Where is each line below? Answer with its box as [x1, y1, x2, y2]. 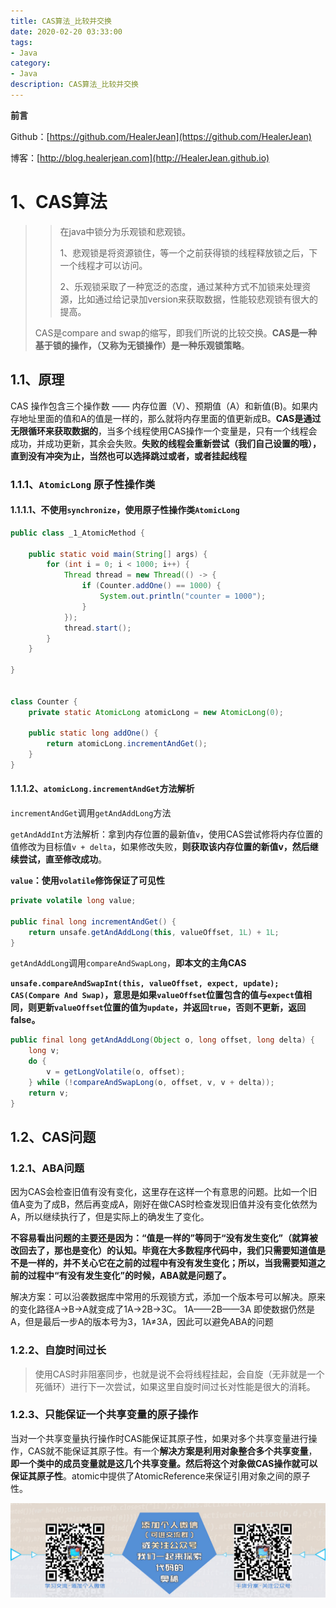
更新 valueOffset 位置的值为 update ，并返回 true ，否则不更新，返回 [36, 1001, 307, 1014]
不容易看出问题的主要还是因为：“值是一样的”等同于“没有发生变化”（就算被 [10, 1232, 319, 1244]
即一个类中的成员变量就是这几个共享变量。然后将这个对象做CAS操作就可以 [10, 1457, 318, 1469]
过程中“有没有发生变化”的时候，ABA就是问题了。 [27, 1270, 232, 1282]
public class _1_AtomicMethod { [10, 528, 145, 538]
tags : [10, 37, 33, 47]
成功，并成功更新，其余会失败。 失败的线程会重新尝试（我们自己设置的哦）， [10, 437, 322, 449]
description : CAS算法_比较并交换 [10, 80, 139, 90]
